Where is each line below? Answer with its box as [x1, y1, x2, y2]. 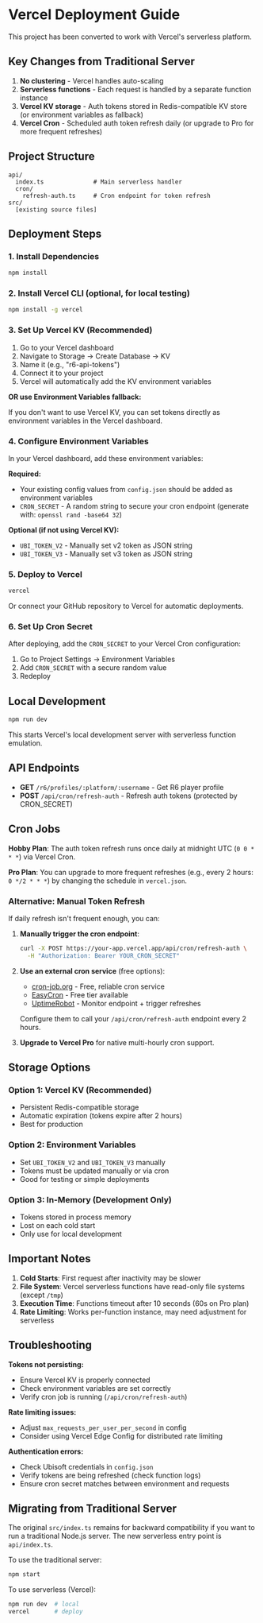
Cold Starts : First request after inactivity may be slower [19, 1273, 201, 1283]
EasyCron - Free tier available [31, 990, 128, 999]
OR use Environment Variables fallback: [8, 392, 142, 401]
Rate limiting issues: [8, 1407, 77, 1416]
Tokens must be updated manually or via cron [19, 1166, 170, 1176]
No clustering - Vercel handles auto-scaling [19, 76, 164, 85]
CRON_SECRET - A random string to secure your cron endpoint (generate [19, 501, 250, 510]
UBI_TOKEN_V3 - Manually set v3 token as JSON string [19, 548, 192, 558]
